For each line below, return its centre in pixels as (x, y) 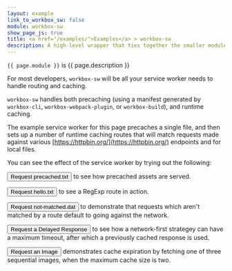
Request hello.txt (32, 192)
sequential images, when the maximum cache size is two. (89, 260)
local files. (22, 149)
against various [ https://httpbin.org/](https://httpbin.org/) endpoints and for (114, 142)
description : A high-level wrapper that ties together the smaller (106, 46)
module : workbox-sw (35, 26)
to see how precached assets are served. (132, 176)
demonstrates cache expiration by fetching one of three (142, 251)
